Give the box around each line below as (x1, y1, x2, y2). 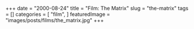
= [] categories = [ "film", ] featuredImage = (5, 11, 110, 18)
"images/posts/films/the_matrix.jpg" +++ (5, 17, 104, 23)
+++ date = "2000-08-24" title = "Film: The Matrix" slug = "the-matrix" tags (5, 5, 189, 11)
